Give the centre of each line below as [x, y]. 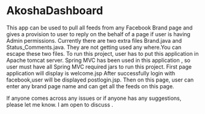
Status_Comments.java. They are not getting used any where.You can [94, 47]
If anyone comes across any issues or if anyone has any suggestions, [94, 98]
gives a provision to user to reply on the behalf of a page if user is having [99, 34]
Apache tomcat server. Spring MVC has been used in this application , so [99, 60]
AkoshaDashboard [55, 11]
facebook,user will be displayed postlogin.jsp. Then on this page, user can [100, 80]
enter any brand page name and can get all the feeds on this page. [90, 86]
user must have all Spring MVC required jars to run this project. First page [99, 66]
